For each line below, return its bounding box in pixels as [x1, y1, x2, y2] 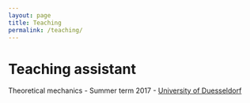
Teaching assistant [8, 60, 137, 78]
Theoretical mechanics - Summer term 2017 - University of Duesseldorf [8, 86, 242, 95]
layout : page [8, 11, 51, 20]
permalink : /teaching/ [8, 26, 83, 34]
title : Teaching [8, 19, 62, 27]
